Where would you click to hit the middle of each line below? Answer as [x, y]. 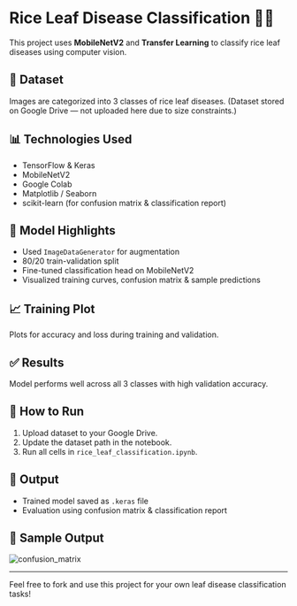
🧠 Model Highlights [63, 230]
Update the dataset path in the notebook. [97, 442]
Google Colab [47, 184]
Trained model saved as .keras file [85, 501]
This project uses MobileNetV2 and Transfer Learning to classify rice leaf [145, 42]
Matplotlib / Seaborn [59, 193]
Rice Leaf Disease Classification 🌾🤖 [142, 18]
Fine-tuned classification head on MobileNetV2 [108, 271]
